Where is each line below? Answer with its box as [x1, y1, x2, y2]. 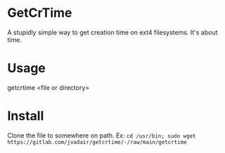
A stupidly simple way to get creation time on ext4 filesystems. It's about [7, 28, 218, 36]
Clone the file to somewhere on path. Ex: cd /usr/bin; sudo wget [7, 131, 196, 140]
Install [7, 108, 44, 124]
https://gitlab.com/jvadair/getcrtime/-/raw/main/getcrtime [7, 138, 188, 145]
